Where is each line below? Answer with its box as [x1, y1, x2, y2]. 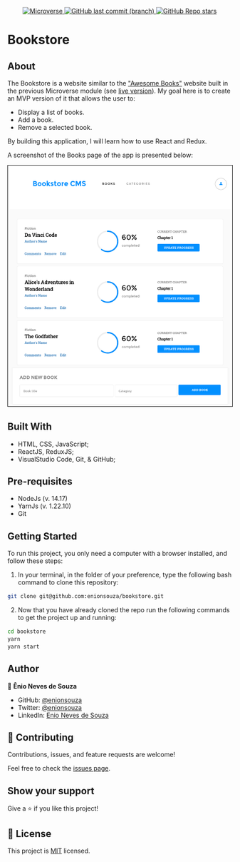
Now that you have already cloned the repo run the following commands [17, 606, 230, 614]
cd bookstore [7, 628, 46, 635]
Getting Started [7, 530, 78, 542]
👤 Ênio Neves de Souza [7, 681, 77, 690]
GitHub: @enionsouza [17, 696, 83, 704]
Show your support [7, 785, 95, 797]
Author [7, 663, 39, 675]
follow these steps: [7, 557, 63, 565]
